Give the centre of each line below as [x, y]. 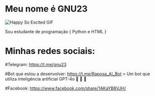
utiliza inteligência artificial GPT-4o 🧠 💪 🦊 [46, 79]
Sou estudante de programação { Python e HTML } [56, 31]
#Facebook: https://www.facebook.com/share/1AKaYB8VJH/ [65, 88]
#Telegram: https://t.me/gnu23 [36, 64]
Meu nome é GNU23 [46, 9]
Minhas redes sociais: [50, 51]
